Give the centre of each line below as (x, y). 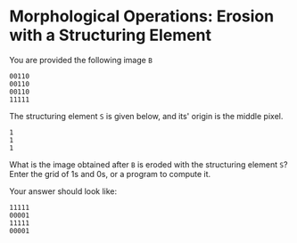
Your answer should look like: (63, 191)
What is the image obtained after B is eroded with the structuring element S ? (148, 164)
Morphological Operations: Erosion (142, 16)
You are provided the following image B (81, 60)
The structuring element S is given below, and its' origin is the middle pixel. (146, 116)
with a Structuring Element (111, 35)
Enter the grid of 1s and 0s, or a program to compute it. (110, 174)
